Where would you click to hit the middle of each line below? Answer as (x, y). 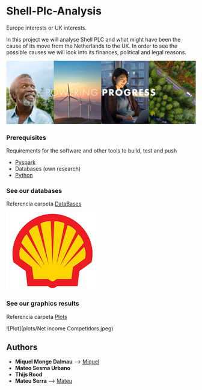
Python (24, 175)
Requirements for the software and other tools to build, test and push (92, 151)
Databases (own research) (48, 169)
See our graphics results (43, 304)
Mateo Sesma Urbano (43, 368)
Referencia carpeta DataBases (44, 204)
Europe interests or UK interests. (47, 28)
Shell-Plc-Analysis (54, 11)
